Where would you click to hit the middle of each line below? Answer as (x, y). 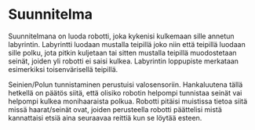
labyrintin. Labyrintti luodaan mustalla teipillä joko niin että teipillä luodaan (127, 44)
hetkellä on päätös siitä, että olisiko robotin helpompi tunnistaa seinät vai (125, 92)
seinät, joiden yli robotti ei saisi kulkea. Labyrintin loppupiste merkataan (124, 61)
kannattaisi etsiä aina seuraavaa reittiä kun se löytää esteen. (105, 117)
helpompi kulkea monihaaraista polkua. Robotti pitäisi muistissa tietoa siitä (128, 101)
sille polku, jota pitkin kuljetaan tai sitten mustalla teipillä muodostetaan (122, 52)
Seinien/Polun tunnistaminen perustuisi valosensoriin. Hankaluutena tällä (126, 85)
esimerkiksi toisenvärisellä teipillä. (63, 69)
